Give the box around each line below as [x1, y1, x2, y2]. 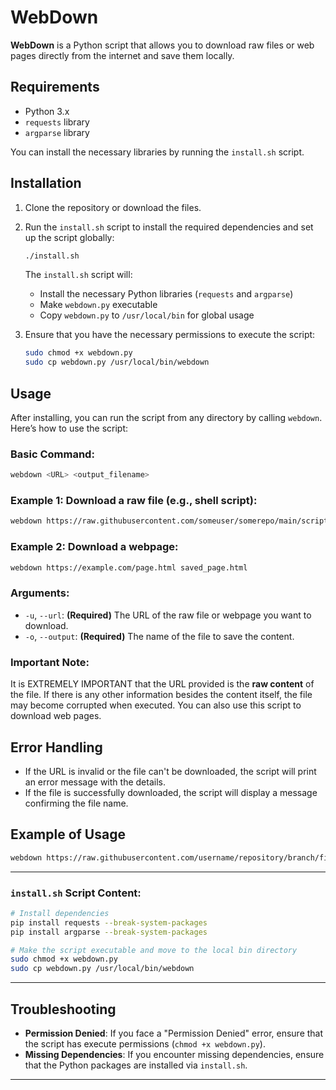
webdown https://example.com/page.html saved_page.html [10, 562, 248, 573]
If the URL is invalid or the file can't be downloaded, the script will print [24, 765, 317, 777]
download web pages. [10, 710, 102, 722]
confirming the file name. [24, 797, 129, 809]
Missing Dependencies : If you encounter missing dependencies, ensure [24, 1048, 325, 1060]
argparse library [24, 126, 90, 138]
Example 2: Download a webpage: [10, 540, 179, 554]
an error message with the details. [24, 776, 166, 788]
